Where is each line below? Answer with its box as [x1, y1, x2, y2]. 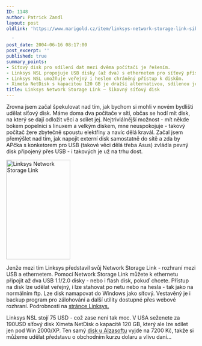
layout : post [6, 20, 39, 26]
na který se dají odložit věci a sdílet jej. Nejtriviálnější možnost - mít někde [6, 116, 189, 123]
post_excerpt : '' [6, 47, 50, 54]
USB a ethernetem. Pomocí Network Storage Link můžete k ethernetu [6, 271, 179, 278]
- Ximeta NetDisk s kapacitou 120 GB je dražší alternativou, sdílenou [6, 81, 189, 87]
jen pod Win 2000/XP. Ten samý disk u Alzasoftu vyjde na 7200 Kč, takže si [6, 327, 194, 334]
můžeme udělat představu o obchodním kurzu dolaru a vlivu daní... [6, 333, 172, 340]
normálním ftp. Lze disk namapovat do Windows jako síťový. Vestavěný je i [6, 290, 191, 297]
